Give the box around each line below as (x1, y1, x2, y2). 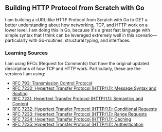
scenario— (135, 32, 157, 38)
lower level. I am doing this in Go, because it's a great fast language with (5, 27, 150, 33)
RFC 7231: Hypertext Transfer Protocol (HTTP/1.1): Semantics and (12, 96, 144, 101)
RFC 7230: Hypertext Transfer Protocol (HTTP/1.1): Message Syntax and (12, 85, 157, 91)
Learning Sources (5, 49, 48, 56)
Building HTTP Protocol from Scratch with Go (5, 4, 144, 12)
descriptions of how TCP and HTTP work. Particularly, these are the (5, 66, 141, 72)
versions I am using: (5, 71, 45, 77)
